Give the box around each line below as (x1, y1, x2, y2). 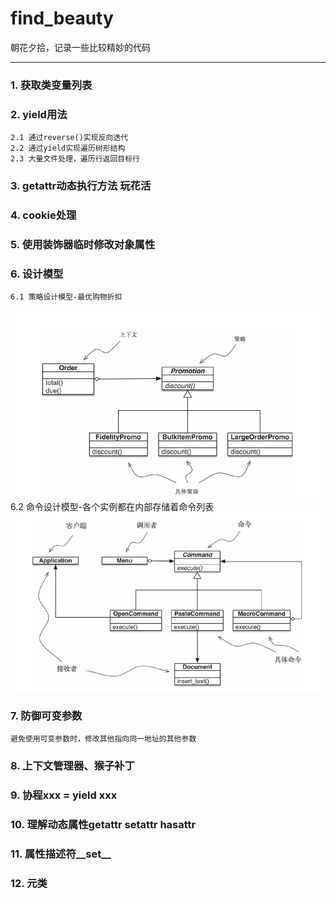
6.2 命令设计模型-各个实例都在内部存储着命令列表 (10, 501, 215, 513)
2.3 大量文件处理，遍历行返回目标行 (10, 154, 140, 164)
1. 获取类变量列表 (10, 78, 93, 92)
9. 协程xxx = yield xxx (10, 788, 118, 802)
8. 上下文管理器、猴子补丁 (10, 758, 136, 772)
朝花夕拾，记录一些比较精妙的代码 (10, 41, 151, 53)
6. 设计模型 (10, 267, 64, 281)
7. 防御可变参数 (10, 708, 83, 722)
